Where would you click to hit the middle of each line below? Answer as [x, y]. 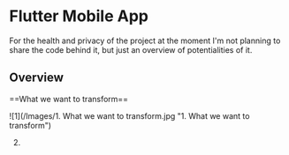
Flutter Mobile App [79, 16]
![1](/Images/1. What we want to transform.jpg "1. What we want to [129, 115]
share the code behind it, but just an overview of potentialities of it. [131, 49]
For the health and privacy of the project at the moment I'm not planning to [145, 41]
